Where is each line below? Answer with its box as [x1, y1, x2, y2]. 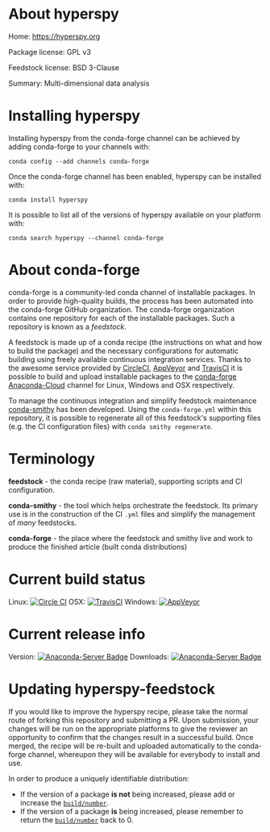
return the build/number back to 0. [19, 815, 134, 825]
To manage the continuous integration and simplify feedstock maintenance [8, 396, 257, 406]
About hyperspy [8, 5, 119, 23]
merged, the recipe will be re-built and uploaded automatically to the [8, 741, 236, 751]
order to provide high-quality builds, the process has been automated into [8, 296, 254, 306]
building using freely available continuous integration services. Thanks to [8, 354, 251, 364]
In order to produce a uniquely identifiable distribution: [8, 773, 189, 783]
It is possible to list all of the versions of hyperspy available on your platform [8, 210, 261, 219]
